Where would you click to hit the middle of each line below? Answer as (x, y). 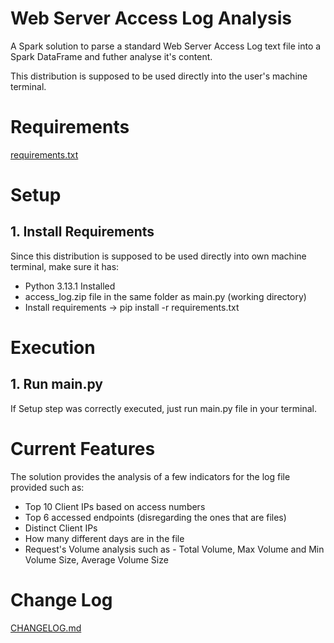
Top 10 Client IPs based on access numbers (115, 506)
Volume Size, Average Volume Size (96, 559)
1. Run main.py (56, 384)
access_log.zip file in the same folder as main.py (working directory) (165, 296)
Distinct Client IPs (61, 528)
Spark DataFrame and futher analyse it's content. (111, 56)
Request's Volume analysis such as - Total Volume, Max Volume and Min (174, 549)
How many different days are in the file (104, 538)
